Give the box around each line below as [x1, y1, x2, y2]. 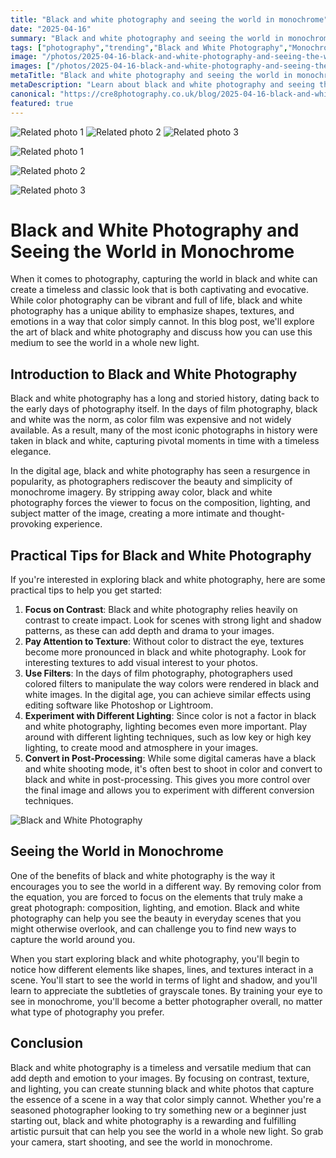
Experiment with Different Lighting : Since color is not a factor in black [24, 710, 317, 722]
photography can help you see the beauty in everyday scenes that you [10, 912, 302, 924]
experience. [53, 518, 103, 530]
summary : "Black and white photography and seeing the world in [10, 33, 284, 43]
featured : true [10, 98, 74, 108]
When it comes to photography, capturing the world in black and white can [10, 273, 318, 285]
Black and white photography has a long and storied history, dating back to [10, 392, 320, 405]
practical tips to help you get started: [10, 584, 163, 596]
